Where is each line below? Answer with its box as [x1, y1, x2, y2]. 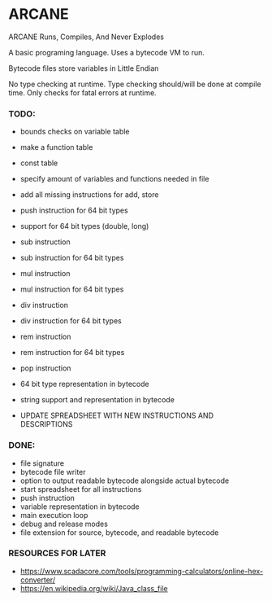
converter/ [19, 575, 55, 585]
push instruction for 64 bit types [19, 205, 128, 216]
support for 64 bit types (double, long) [19, 222, 149, 231]
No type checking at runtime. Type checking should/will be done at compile [8, 79, 261, 89]
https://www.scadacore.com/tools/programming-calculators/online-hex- [19, 566, 264, 576]
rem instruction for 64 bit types [19, 348, 125, 358]
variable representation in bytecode [19, 502, 140, 511]
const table [19, 158, 58, 168]
